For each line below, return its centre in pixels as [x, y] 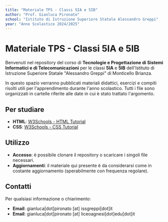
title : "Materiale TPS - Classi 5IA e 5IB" [52, 10]
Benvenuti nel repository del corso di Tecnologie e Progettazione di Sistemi [84, 63]
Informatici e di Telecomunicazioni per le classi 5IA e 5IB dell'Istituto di [80, 68]
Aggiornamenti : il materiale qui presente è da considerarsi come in [82, 165]
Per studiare [25, 109]
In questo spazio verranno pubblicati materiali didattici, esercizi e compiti [81, 83]
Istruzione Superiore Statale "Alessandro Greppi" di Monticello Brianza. [79, 73]
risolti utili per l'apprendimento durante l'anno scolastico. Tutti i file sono [80, 88]
